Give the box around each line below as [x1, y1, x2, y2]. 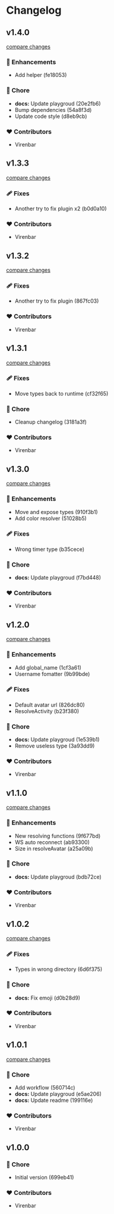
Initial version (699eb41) [14, 1173, 74, 1181]
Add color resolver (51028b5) [14, 515, 87, 522]
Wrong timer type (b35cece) [14, 546, 85, 553]
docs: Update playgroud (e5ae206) [14, 1090, 102, 1097]
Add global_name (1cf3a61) [14, 664, 82, 671]
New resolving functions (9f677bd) [14, 832, 101, 839]
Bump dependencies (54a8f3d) [14, 106, 92, 113]
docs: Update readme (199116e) [14, 1097, 93, 1104]
